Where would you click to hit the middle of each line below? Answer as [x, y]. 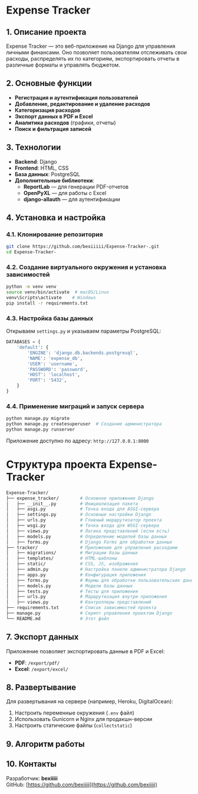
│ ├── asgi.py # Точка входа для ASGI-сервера [83, 509]
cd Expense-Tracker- [32, 252]
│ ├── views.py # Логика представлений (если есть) [88, 531]
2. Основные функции [49, 83]
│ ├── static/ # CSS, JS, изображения [72, 564]
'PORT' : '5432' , [47, 381]
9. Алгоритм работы [45, 744]
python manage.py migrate [38, 419]
